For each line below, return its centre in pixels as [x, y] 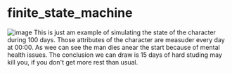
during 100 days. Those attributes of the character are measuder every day [116, 39]
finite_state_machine [70, 13]
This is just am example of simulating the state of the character [125, 32]
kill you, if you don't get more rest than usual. [73, 62]
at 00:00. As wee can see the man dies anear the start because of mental [114, 47]
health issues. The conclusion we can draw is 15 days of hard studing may [115, 55]
